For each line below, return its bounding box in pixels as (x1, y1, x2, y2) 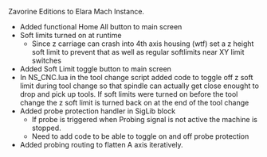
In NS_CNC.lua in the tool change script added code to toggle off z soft (19, 73, 253, 82)
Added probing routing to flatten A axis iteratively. (19, 140, 183, 149)
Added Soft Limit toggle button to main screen (19, 64, 171, 74)
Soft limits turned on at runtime (19, 31, 122, 40)
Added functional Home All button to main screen (19, 22, 183, 31)
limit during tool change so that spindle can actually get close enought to (19, 81, 259, 90)
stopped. (31, 123, 61, 132)
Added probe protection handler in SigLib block (19, 106, 176, 116)
